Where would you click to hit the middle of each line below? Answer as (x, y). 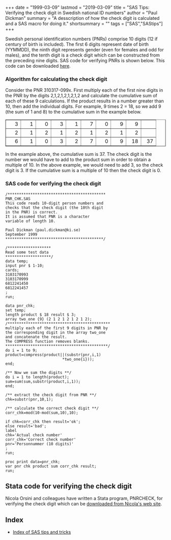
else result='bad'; (26, 426)
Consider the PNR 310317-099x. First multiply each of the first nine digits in (84, 90)
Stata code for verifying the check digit (69, 486)
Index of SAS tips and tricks (42, 532)
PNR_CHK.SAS (18, 199)
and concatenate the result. (36, 337)
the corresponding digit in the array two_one (55, 332)
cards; (12, 270)
